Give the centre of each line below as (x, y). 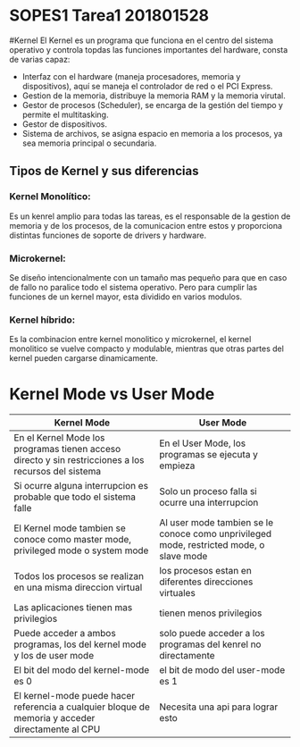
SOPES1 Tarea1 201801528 (109, 16)
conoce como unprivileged (216, 534)
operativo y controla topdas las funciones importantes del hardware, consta (149, 49)
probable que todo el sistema (75, 497)
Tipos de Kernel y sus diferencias (104, 171)
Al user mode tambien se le (217, 523)
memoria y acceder (54, 718)
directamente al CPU (57, 729)
